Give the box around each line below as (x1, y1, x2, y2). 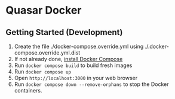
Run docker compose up (14, 68, 71, 75)
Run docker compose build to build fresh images (14, 62, 133, 69)
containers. (14, 87, 42, 94)
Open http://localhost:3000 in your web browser (14, 75, 138, 81)
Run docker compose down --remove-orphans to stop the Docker (14, 81, 169, 88)
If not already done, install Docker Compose (14, 56, 123, 62)
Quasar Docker (5, 4, 82, 17)
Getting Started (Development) (5, 27, 123, 37)
